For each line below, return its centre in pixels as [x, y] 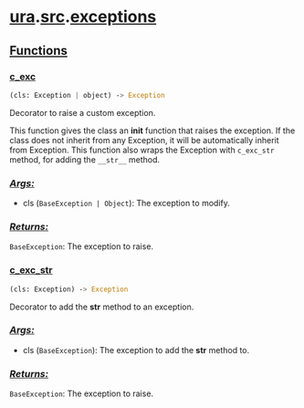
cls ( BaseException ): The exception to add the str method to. [136, 350]
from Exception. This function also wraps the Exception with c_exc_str [142, 150]
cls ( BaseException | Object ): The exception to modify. [126, 204]
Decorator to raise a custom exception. [83, 112]
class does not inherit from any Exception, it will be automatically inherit [145, 140]
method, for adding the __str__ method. [85, 159]
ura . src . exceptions [83, 17]
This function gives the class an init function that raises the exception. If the [152, 131]
